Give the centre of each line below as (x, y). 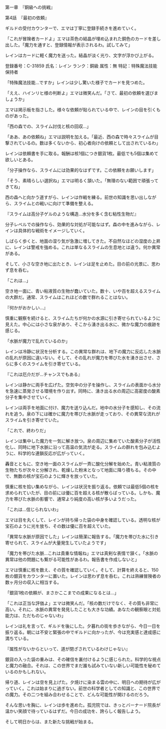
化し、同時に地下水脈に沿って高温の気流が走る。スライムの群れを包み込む (81, 447)
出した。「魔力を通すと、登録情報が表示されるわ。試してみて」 (69, 45)
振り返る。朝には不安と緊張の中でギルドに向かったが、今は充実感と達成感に (83, 632)
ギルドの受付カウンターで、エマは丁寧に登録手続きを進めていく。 (72, 28)
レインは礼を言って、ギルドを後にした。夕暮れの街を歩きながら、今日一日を (83, 626)
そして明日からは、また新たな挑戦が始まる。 (51, 722)
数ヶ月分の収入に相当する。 (33, 582)
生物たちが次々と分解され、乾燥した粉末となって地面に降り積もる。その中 (81, 470)
